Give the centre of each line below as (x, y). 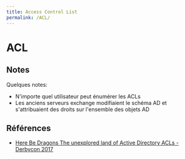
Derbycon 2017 (34, 149)
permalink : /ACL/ (28, 18)
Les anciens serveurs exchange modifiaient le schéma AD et (91, 103)
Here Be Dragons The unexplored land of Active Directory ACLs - (97, 143)
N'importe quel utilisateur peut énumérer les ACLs (78, 96)
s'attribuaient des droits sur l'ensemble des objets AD (82, 109)
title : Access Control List (42, 12)
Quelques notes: (27, 84)
